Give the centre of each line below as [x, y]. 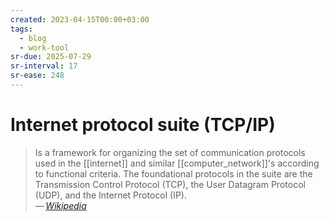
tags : [21, 29]
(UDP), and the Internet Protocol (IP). [111, 195]
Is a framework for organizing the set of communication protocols [170, 152]
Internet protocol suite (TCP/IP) [143, 125]
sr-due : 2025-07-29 [51, 57]
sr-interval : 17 [44, 66]
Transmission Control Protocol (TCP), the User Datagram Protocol [170, 184]
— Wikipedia [60, 205]
